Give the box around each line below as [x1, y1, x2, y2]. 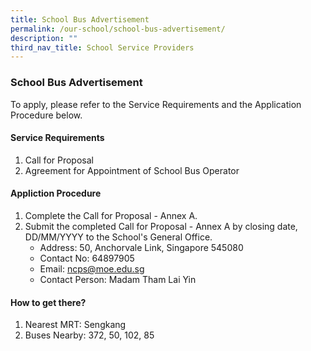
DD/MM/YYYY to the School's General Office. [24, 231, 213, 243]
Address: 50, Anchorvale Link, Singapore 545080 [39, 241, 244, 253]
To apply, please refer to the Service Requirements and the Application [10, 98, 302, 110]
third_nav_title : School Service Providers [10, 42, 195, 53]
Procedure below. [10, 109, 83, 121]
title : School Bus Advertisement [10, 14, 150, 25]
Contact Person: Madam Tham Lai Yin [39, 273, 197, 285]
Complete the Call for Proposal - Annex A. [24, 209, 198, 221]
